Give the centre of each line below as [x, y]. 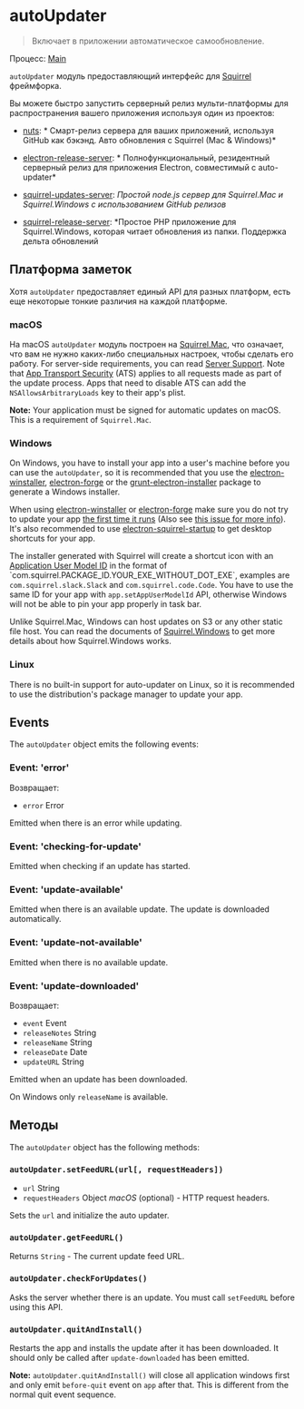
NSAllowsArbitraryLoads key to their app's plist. [98, 393]
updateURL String [53, 1062]
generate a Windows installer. [65, 492]
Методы [34, 1125]
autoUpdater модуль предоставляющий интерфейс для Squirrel [131, 76]
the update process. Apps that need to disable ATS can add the [128, 383]
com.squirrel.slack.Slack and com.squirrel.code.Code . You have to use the [152, 585]
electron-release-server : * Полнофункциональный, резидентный [146, 157]
